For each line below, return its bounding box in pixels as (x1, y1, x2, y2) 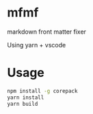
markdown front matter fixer (7, 27, 87, 36)
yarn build (7, 100, 38, 107)
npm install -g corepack (7, 87, 78, 94)
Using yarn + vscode (7, 41, 66, 49)
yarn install (7, 94, 44, 101)
